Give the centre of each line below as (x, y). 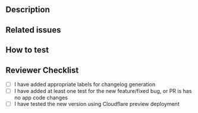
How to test (27, 50)
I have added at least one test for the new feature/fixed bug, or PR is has (103, 91)
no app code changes (41, 98)
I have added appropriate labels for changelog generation (85, 84)
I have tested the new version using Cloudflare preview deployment (97, 104)
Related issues (33, 30)
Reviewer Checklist (42, 70)
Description (28, 10)
